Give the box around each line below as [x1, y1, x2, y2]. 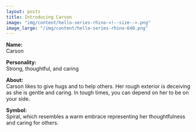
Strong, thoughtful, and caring [6, 65, 79, 72]
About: [6, 77, 23, 84]
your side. [6, 95, 31, 103]
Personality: [6, 59, 37, 66]
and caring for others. [6, 119, 59, 127]
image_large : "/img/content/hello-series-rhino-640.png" [6, 25, 148, 31]
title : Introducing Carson [6, 14, 72, 20]
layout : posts [6, 8, 41, 15]
